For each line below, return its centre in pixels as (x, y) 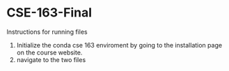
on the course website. (49, 52)
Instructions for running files (47, 32)
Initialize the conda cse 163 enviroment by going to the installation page (119, 45)
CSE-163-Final (49, 13)
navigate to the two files (51, 59)
